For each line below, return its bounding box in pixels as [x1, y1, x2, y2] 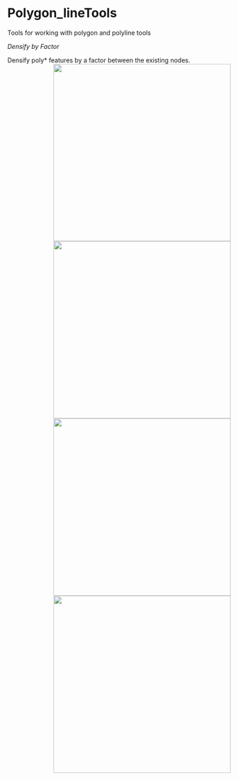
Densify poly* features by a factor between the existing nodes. [7, 55, 191, 65]
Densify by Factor [7, 42, 59, 50]
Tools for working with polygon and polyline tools [7, 28, 151, 37]
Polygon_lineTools [7, 5, 118, 21]
